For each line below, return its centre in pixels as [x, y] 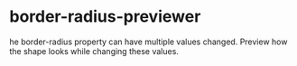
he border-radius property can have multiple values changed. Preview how [148, 42]
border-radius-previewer [105, 17]
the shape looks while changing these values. [94, 51]
